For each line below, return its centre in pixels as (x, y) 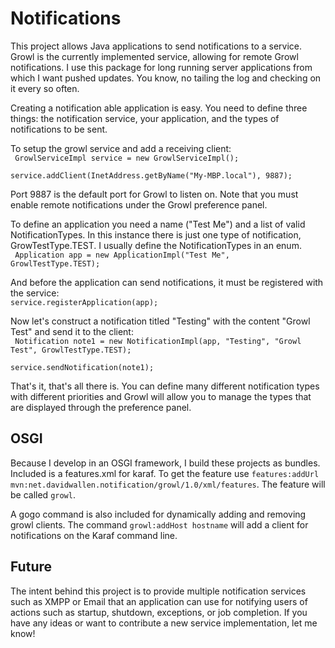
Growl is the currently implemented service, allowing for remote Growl (154, 56)
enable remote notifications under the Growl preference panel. (139, 204)
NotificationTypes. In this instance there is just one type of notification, (156, 234)
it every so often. (45, 88)
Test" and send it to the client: (72, 331)
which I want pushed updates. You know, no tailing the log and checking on (166, 78)
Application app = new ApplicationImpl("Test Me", (122, 255)
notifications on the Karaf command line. (94, 535)
